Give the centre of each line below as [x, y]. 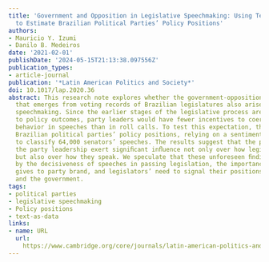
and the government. [50, 179]
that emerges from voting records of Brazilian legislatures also [128, 105]
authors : [23, 30]
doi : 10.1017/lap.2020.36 [51, 90]
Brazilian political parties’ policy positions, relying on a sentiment [139, 134]
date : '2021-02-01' [41, 53]
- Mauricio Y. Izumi [43, 38]
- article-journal [39, 75]
